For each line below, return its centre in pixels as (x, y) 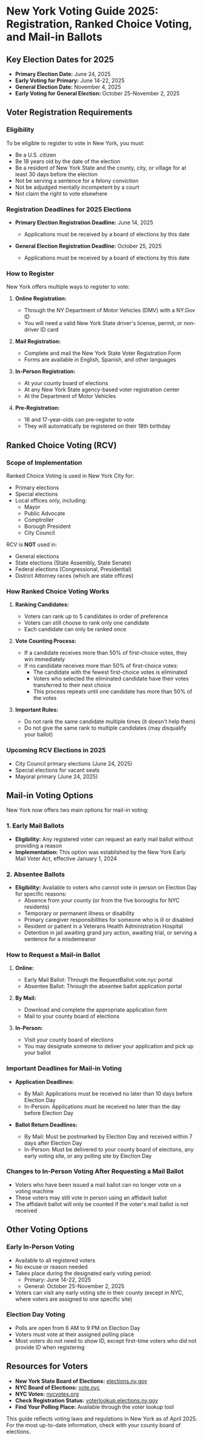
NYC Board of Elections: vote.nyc (57, 1387)
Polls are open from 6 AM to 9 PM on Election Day (78, 1328)
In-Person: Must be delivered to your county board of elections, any (109, 1149)
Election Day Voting (36, 1315)
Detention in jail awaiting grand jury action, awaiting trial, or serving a (110, 932)
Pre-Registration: (37, 408)
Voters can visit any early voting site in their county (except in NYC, (99, 1292)
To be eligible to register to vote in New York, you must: (75, 143)
